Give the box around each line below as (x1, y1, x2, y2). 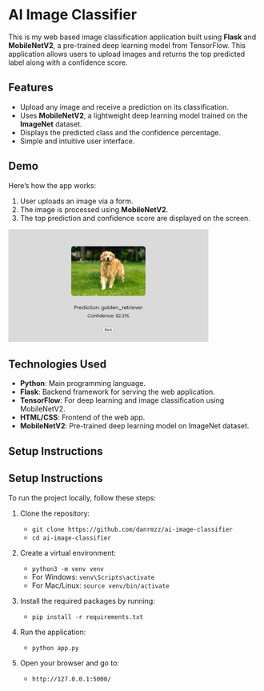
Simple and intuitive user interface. (19, 136, 135, 146)
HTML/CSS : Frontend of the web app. (19, 412, 146, 422)
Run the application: (19, 627, 86, 637)
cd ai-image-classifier (31, 534, 112, 542)
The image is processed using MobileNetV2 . (19, 204, 169, 214)
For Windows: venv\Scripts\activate (31, 572, 155, 581)
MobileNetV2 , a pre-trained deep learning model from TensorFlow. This (8, 40, 246, 50)
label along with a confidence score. (8, 58, 128, 67)
